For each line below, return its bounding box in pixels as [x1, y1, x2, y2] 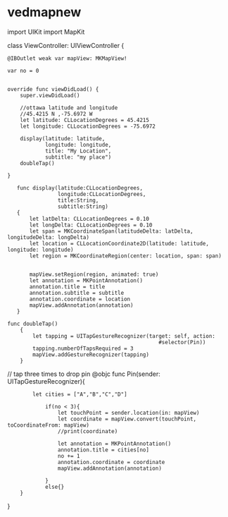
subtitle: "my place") [44, 153, 112, 161]
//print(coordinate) [57, 427, 118, 434]
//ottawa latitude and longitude [20, 104, 118, 111]
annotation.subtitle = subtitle [29, 289, 125, 296]
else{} [44, 483, 65, 490]
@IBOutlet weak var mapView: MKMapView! [7, 54, 128, 62]
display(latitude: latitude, [20, 135, 106, 142]
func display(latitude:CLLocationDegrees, [16, 184, 143, 191]
